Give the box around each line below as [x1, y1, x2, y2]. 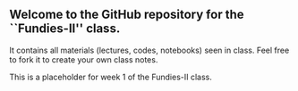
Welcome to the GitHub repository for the [9, 7, 244, 22]
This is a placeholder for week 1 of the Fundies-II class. [9, 71, 212, 82]
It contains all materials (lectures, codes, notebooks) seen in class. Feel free [9, 45, 290, 55]
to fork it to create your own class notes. [9, 54, 158, 65]
